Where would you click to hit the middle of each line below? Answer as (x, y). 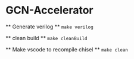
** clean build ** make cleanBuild (46, 38)
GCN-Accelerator (49, 10)
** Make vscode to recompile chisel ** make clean (67, 49)
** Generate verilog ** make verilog (49, 27)
